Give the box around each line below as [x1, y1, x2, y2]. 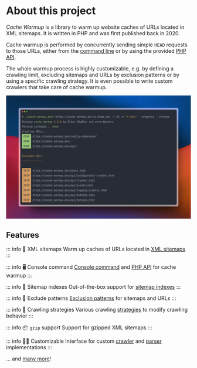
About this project [6, 4, 96, 18]
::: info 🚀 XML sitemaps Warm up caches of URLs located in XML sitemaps [6, 245, 186, 253]
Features [6, 230, 39, 240]
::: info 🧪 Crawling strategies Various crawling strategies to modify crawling [6, 306, 188, 313]
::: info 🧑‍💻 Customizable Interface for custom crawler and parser [6, 337, 162, 345]
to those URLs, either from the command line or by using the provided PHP [6, 47, 186, 54]
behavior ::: [6, 312, 33, 319]
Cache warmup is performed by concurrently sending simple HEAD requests [6, 41, 188, 48]
